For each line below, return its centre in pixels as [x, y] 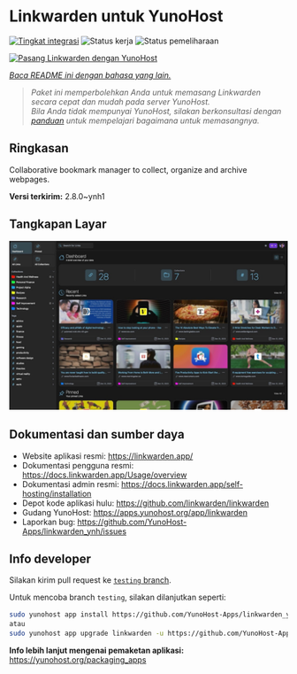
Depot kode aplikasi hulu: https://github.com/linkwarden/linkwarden [145, 503]
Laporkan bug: [49, 522]
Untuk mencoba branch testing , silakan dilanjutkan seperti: [118, 597]
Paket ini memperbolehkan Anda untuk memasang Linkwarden [145, 92]
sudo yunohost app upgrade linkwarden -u [87, 634]
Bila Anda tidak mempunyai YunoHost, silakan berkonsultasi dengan [156, 111]
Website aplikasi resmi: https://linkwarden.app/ [107, 456]
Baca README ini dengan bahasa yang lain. [90, 75]
